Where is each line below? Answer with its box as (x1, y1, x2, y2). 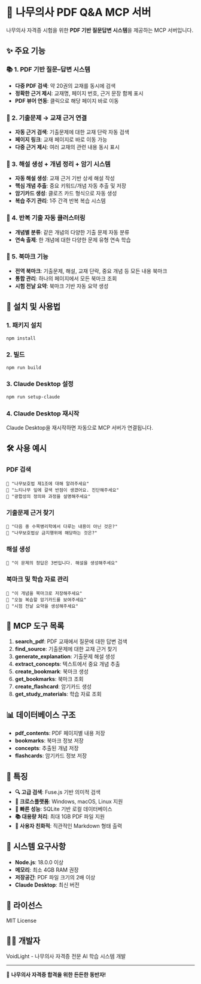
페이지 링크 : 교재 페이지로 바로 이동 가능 (14, 136, 108, 143)
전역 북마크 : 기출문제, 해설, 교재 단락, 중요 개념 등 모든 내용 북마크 (14, 267, 167, 274)
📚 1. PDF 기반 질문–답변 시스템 (6, 66, 91, 74)
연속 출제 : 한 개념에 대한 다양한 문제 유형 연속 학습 (14, 236, 132, 243)
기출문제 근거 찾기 (6, 509, 55, 517)
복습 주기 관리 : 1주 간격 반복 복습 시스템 (14, 197, 106, 204)
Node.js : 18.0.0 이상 (14, 858, 64, 866)
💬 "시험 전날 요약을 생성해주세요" (6, 603, 79, 609)
